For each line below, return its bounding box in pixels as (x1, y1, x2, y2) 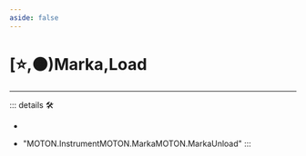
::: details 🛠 (9, 99, 55, 110)
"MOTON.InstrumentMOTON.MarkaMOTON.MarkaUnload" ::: (22, 138, 252, 149)
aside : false (9, 13, 59, 23)
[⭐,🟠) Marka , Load (9, 54, 148, 74)
